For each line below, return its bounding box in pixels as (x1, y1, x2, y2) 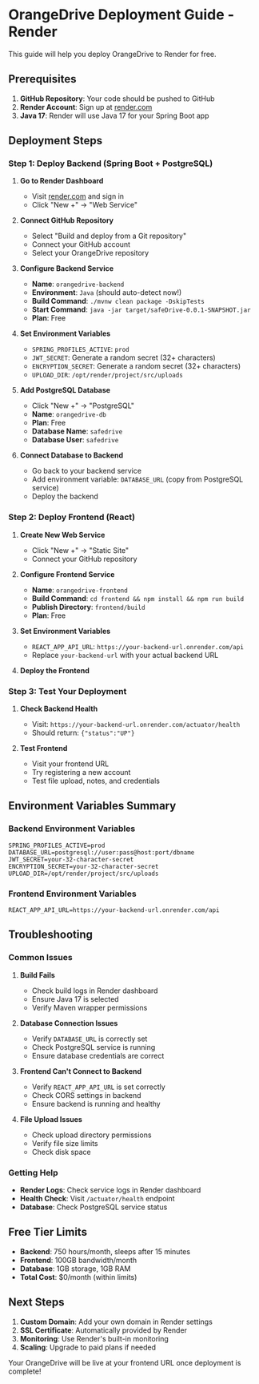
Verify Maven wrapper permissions (31, 1003, 148, 1012)
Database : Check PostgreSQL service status (19, 1202, 168, 1212)
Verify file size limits (31, 1138, 98, 1148)
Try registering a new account (31, 768, 131, 777)
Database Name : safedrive (31, 426, 123, 436)
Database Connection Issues (19, 1018, 118, 1027)
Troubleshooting (8, 928, 94, 942)
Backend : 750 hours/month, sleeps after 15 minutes (19, 1246, 190, 1256)
